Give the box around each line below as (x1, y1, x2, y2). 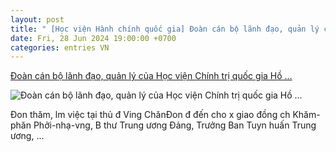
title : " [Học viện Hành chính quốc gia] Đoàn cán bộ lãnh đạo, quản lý (10, 24, 320, 34)
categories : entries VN (10, 42, 110, 53)
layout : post (10, 14, 65, 25)
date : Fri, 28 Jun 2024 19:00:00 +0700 (10, 33, 177, 43)
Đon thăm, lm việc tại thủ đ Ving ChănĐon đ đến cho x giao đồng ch (10, 109, 291, 121)
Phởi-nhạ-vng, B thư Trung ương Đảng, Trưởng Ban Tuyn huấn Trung (33, 119, 317, 131)
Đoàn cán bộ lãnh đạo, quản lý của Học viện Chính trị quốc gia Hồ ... (10, 70, 293, 82)
